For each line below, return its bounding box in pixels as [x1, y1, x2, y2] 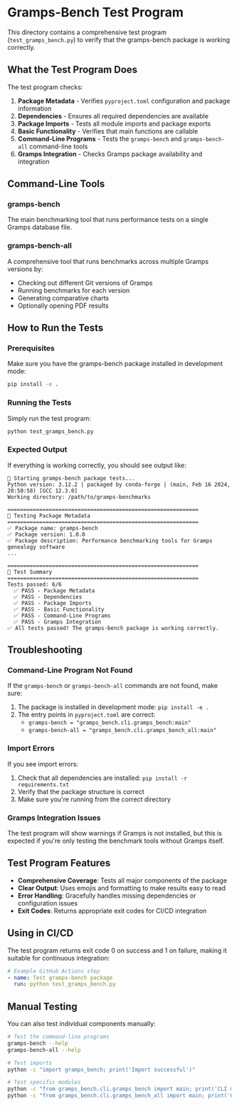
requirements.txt [17, 781, 70, 788]
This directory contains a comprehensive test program [7, 28, 167, 36]
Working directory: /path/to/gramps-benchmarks [7, 493, 152, 500]
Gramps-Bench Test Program [7, 4, 184, 21]
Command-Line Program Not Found [7, 665, 133, 675]
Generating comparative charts [17, 293, 110, 302]
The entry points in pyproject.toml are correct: [17, 711, 156, 719]
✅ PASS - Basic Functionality [14, 606, 105, 613]
